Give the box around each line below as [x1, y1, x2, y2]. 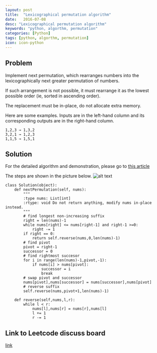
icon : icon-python [5, 40, 44, 45]
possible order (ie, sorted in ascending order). [5, 93, 101, 99]
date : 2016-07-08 [5, 17, 46, 22]
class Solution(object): [5, 183, 57, 188]
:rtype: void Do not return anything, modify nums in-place [23, 200, 152, 206]
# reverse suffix [23, 284, 59, 289]
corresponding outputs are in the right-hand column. [5, 117, 114, 124]
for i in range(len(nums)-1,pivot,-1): [23, 258, 107, 263]
